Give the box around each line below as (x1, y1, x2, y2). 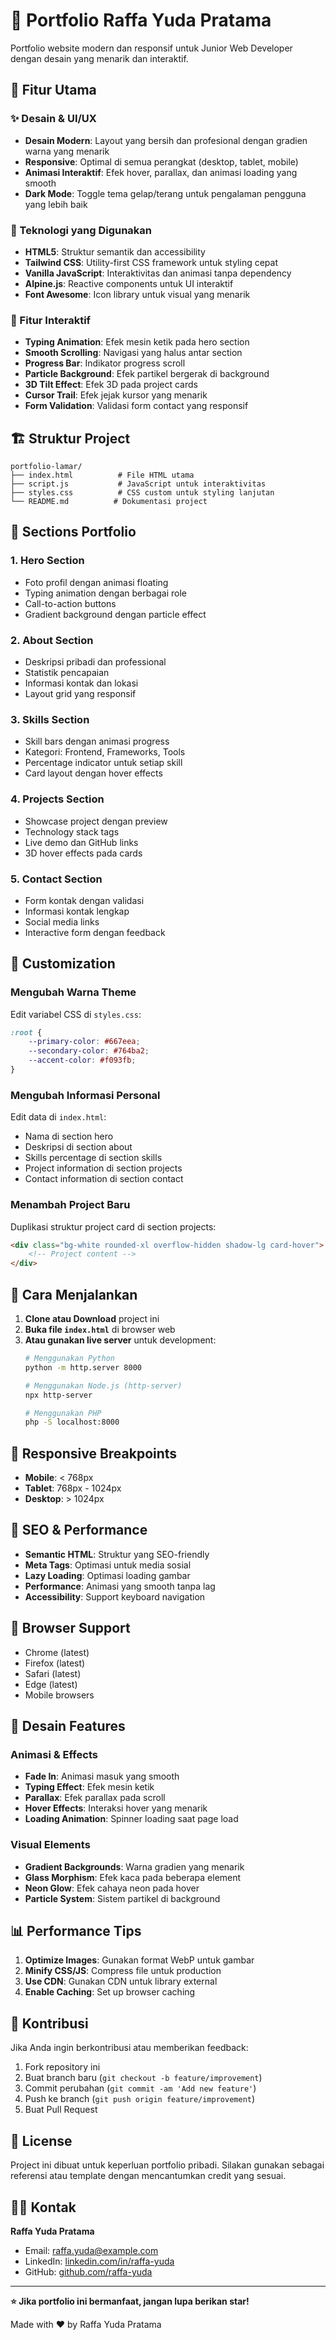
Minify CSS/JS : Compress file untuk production (24, 1965, 222, 1977)
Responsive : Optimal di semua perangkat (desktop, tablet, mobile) (24, 155, 299, 168)
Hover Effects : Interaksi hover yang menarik (24, 1802, 208, 1814)
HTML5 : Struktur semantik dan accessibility (24, 245, 206, 258)
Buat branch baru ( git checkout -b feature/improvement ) (24, 2072, 263, 2084)
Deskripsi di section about (24, 1141, 133, 1153)
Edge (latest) (24, 1678, 78, 1690)
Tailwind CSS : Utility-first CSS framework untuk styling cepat (24, 256, 278, 268)
